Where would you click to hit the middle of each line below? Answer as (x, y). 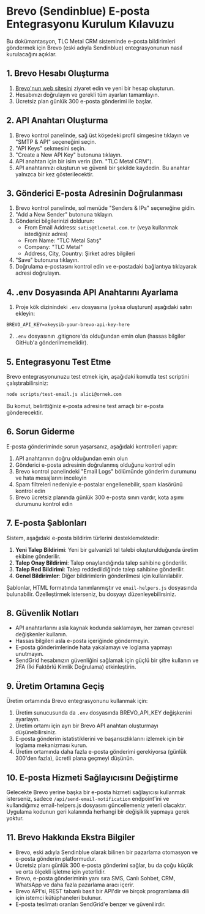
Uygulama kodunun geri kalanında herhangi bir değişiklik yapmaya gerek (98, 811)
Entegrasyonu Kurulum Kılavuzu (90, 24)
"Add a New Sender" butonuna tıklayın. (65, 215)
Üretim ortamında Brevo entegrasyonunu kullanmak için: (77, 701)
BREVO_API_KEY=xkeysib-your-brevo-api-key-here (68, 325)
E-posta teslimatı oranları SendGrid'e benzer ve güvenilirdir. (91, 904)
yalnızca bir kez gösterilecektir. (54, 174)
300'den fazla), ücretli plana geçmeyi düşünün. (75, 758)
